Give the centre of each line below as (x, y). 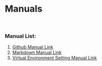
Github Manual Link (33, 47)
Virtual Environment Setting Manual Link (55, 58)
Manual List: (21, 36)
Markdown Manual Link (37, 53)
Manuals (24, 9)
